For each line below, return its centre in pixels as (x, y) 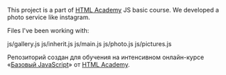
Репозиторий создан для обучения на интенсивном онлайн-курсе (106, 57)
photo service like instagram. (49, 17)
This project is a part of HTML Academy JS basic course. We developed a (113, 10)
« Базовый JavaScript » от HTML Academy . (68, 64)
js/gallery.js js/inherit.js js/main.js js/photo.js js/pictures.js (89, 44)
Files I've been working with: (48, 31)
